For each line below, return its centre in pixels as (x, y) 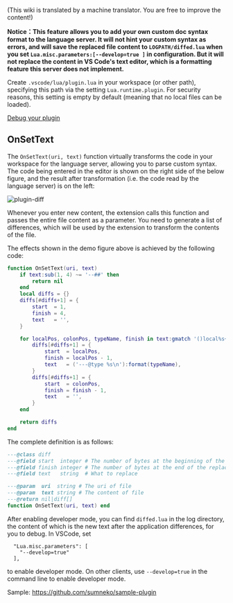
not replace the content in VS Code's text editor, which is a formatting (110, 61)
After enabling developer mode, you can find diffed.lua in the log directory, (116, 518)
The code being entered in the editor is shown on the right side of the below (116, 171)
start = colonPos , (72, 384)
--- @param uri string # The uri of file (69, 487)
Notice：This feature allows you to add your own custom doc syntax (108, 32)
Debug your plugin (34, 118)
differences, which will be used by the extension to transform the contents (113, 227)
